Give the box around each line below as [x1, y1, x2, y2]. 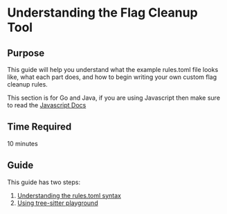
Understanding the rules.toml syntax [17, 191, 122, 199]
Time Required [7, 121, 72, 133]
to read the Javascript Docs [7, 101, 87, 109]
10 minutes [7, 139, 38, 148]
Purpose [7, 47, 45, 59]
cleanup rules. [7, 80, 48, 88]
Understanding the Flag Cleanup [7, 5, 199, 21]
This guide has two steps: [7, 178, 81, 186]
